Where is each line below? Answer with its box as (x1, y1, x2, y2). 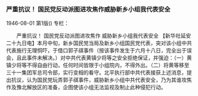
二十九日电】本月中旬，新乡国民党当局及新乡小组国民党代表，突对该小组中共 (6, 39, 192, 47)
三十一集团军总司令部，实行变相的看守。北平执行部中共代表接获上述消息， (6, 69, 187, 76)
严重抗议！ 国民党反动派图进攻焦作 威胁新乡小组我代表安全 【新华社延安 (16, 32, 192, 39)
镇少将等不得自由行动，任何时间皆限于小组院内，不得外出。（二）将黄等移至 (6, 62, 190, 69)
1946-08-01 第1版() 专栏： (6, 19, 70, 27)
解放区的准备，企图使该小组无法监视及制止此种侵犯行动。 (26, 84, 166, 91)
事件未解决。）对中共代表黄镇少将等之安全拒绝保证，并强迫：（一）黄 (26, 54, 192, 61)
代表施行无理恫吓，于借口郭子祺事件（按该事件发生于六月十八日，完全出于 (6, 47, 187, 54)
